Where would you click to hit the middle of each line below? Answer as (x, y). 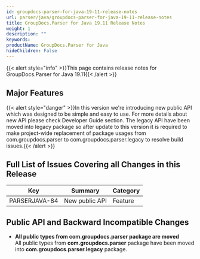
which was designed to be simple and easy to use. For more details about (97, 114)
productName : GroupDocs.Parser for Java (57, 46)
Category (126, 191)
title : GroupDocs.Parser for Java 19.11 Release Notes (76, 23)
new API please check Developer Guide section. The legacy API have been (98, 120)
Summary (85, 191)
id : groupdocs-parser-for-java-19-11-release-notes (72, 12)
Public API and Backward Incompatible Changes (98, 222)
